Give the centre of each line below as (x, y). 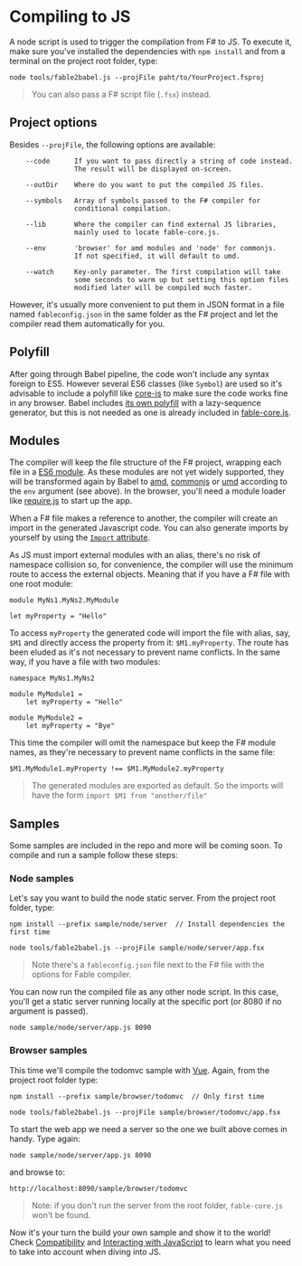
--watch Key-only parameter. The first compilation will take (153, 272)
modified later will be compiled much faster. (163, 288)
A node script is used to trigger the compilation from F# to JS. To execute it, (151, 42)
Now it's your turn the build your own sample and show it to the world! (140, 1233)
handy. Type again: (45, 1138)
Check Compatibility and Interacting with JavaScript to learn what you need (150, 1242)
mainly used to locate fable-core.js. (147, 232)
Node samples (42, 879)
